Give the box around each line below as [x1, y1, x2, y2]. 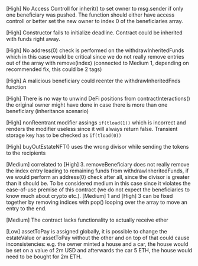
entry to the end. [6, 205, 47, 212]
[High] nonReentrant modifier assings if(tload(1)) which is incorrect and [6, 119, 186, 126]
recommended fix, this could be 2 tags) [6, 66, 102, 73]
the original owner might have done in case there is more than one [6, 101, 168, 108]
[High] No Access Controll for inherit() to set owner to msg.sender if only [6, 5, 184, 12]
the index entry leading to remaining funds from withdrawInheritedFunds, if [6, 167, 189, 174]
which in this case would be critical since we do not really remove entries [6, 53, 184, 60]
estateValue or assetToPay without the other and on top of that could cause [6, 234, 190, 241]
